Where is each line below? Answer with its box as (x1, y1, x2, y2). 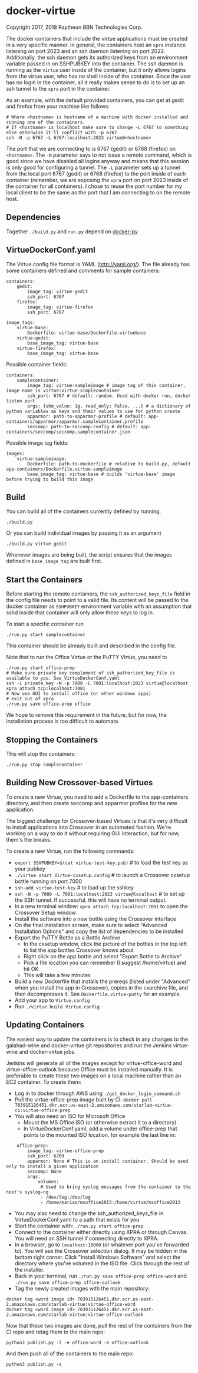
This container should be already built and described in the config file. (6, 642, 177, 649)
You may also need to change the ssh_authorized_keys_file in (14, 1209, 164, 1217)
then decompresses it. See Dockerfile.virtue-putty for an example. (14, 990, 181, 997)
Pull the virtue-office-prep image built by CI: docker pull (14, 1096, 153, 1103)
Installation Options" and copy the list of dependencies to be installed (14, 928, 184, 935)
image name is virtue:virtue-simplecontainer (6, 388, 120, 393)
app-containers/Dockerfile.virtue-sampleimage (6, 466, 123, 472)
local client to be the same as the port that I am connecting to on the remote (6, 188, 190, 196)
